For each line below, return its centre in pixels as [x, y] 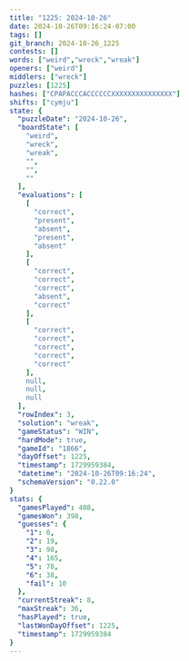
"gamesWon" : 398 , [50, 516]
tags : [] [26, 35]
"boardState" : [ [48, 128]
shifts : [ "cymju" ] [44, 102]
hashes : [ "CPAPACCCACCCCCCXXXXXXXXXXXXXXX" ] [95, 94]
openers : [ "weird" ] [46, 69]
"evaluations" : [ [50, 195]
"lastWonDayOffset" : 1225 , [69, 626]
